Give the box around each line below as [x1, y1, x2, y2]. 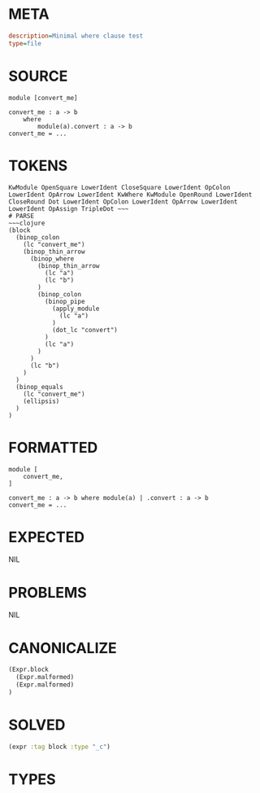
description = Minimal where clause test [8, 32, 144, 40]
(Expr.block [8, 665, 49, 674]
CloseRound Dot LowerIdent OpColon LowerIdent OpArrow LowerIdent [8, 197, 238, 206]
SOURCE [8, 67, 68, 85]
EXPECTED [8, 528, 85, 546]
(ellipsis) [23, 396, 60, 405]
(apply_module [51, 304, 100, 313]
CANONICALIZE [8, 638, 118, 657]
